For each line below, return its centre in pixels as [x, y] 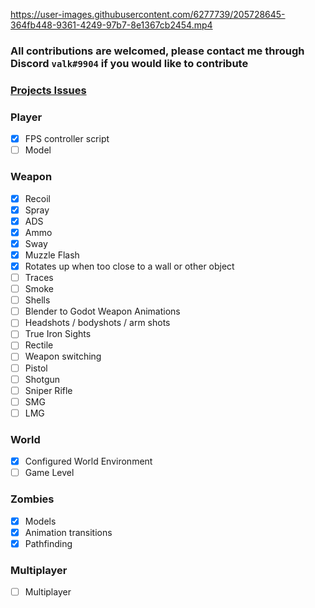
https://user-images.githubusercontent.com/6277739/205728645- [148, 14]
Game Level [49, 473]
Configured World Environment [88, 461]
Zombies [32, 499]
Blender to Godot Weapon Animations [102, 311]
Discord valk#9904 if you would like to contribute [129, 63]
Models [40, 521]
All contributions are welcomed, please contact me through [157, 51]
